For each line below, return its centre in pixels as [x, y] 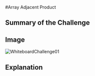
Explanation [24, 67]
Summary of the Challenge [47, 23]
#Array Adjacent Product [31, 7]
